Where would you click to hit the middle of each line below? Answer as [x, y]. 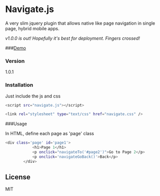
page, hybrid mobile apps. [32, 28]
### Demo [16, 48]
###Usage [16, 124]
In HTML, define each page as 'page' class [50, 134]
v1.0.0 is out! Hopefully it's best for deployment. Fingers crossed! [73, 38]
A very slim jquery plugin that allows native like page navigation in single [80, 23]
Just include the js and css [33, 96]
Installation [19, 85]
